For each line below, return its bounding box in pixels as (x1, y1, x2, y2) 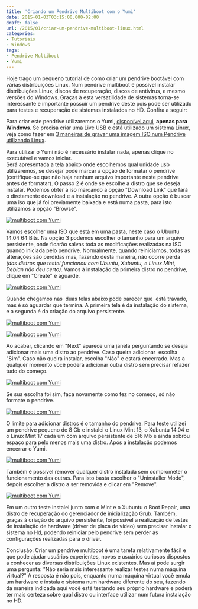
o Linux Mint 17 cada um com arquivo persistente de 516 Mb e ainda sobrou (6, 432, 190, 439)
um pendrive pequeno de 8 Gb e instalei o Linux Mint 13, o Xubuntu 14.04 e (6, 426, 189, 433)
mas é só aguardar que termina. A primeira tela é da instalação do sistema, (6, 301, 189, 309)
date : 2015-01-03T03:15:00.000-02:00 (6, 14, 99, 20)
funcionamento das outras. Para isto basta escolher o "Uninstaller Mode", (6, 474, 185, 481)
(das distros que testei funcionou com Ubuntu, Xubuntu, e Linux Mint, (6, 259, 176, 267)
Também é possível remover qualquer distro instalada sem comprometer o (6, 468, 187, 475)
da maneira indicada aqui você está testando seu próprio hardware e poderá (6, 584, 193, 591)
